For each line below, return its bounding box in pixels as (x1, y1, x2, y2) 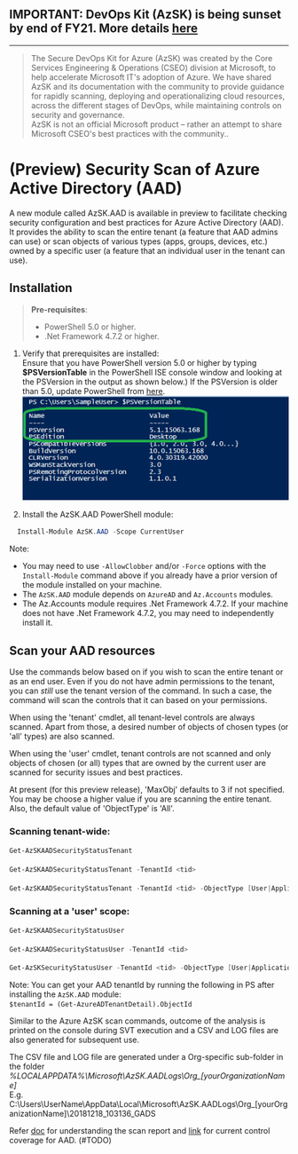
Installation (9, 281, 73, 296)
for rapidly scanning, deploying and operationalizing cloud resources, (30, 91, 286, 101)
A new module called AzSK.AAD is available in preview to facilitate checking (9, 208, 287, 218)
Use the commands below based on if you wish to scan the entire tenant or (9, 667, 284, 677)
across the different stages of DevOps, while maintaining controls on (30, 99, 282, 110)
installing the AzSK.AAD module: (9, 989, 122, 1000)
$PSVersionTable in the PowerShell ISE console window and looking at (21, 367, 282, 377)
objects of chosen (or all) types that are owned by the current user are (9, 758, 266, 768)
